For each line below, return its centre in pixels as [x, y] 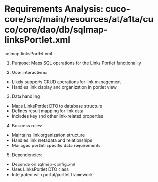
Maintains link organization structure [48, 135]
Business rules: [27, 126]
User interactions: [30, 72]
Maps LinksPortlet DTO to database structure [57, 106]
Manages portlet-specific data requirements [56, 145]
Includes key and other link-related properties [57, 116]
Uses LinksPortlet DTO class [40, 169]
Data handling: [26, 96]
